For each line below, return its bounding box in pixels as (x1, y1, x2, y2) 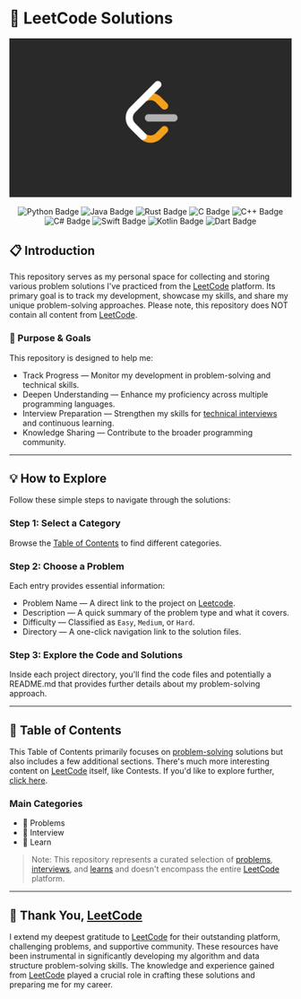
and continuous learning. (21, 417, 115, 428)
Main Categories (9, 797, 83, 810)
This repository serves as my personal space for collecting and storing (9, 271, 271, 282)
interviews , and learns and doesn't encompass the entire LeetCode (30, 863, 280, 874)
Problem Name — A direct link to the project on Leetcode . (21, 597, 236, 609)
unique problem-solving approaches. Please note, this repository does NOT (9, 300, 288, 311)
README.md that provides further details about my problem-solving (9, 679, 261, 689)
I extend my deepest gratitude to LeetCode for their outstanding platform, (9, 932, 280, 942)
